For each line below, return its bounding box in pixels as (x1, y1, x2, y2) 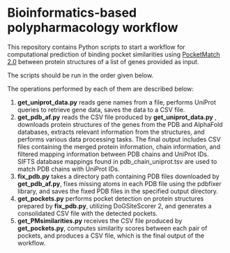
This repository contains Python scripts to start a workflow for (7, 43, 186, 51)
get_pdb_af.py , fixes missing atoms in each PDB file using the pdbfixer (17, 179, 222, 187)
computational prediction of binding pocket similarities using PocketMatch (7, 50, 221, 59)
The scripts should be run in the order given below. (7, 71, 154, 79)
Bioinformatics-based (7, 5, 137, 21)
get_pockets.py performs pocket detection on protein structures (17, 194, 204, 203)
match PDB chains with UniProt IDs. (17, 164, 120, 173)
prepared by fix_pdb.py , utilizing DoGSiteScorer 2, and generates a (17, 201, 212, 210)
